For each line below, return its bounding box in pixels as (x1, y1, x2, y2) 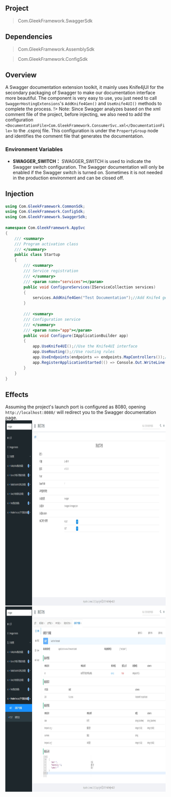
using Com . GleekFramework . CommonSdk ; (5, 204, 85, 209)
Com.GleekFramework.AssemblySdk (17, 46, 95, 52)
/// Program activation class (14, 241, 79, 247)
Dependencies (5, 33, 52, 41)
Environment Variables (5, 146, 63, 153)
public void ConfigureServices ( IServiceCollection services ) (23, 285, 156, 290)
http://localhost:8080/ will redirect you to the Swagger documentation (5, 409, 156, 415)
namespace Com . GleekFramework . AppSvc (5, 225, 85, 230)
